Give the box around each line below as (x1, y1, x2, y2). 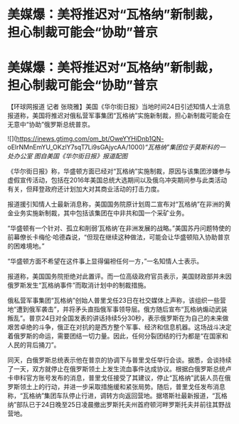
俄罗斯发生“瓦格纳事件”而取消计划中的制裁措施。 (7, 281, 151, 289)
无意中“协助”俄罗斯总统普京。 (7, 120, 95, 129)
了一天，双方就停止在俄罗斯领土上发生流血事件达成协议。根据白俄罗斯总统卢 (7, 365, 232, 373)
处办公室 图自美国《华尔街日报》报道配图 (7, 152, 128, 160)
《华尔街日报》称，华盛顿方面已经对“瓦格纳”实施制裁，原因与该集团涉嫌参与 (7, 167, 231, 175)
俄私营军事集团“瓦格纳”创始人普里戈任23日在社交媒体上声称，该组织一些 (7, 296, 221, 305)
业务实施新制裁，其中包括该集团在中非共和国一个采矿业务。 (13, 209, 188, 217)
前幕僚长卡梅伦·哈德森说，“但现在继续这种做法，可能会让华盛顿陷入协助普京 (7, 233, 230, 242)
